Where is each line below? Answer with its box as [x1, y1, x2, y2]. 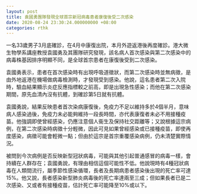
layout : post [6, 8, 38, 15]
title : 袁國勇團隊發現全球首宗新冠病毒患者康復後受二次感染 [6, 14, 134, 20]
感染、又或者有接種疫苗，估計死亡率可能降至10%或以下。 [11, 182, 151, 189]
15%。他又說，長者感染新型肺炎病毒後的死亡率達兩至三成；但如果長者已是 [6, 174, 186, 182]
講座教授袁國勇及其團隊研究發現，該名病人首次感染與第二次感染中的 [26, 49, 191, 56]
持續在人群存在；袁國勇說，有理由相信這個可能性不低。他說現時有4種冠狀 [6, 159, 185, 167]
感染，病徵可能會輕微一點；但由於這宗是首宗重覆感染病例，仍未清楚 [11, 132, 176, 139]
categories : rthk [6, 25, 49, 31]
